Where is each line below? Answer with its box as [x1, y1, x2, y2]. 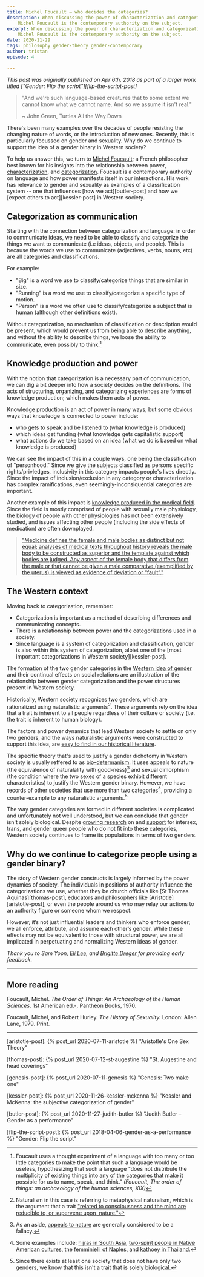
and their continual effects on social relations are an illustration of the [7, 671, 180, 678]
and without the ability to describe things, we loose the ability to [7, 333, 166, 341]
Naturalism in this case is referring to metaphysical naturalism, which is [15, 1196, 194, 1204]
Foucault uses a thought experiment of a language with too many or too [15, 1152, 194, 1159]
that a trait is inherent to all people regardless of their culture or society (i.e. [7, 709, 196, 717]
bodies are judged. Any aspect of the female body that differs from [21, 555, 189, 563]
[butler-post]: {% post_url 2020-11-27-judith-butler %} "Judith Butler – [7, 1110, 182, 1118]
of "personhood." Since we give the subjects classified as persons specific [7, 461, 194, 469]
